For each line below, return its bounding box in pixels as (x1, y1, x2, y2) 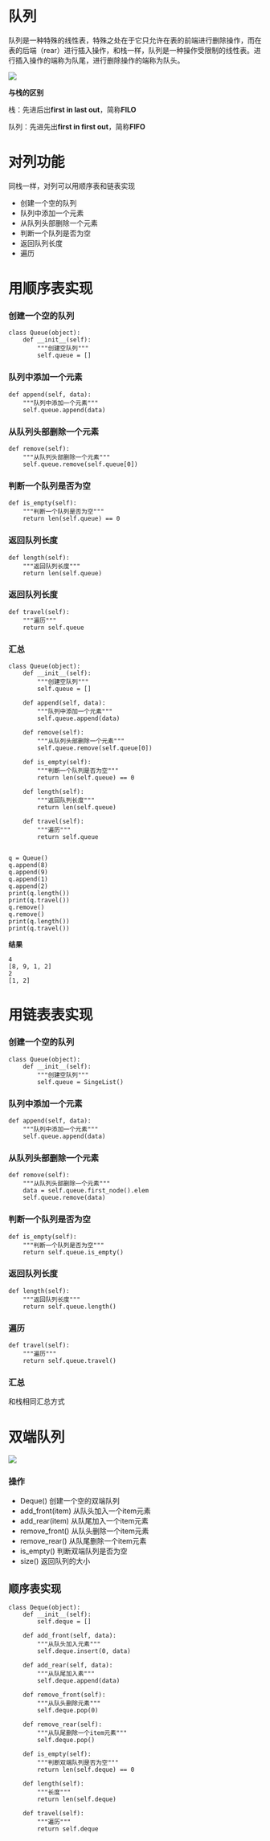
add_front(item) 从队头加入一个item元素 (19, 1506, 151, 1516)
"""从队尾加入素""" (37, 1670, 95, 1678)
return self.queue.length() (22, 1303, 117, 1311)
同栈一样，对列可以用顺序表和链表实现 (8, 181, 135, 190)
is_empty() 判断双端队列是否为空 (19, 1546, 128, 1556)
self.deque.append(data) (37, 1677, 121, 1685)
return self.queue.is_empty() (22, 1248, 125, 1256)
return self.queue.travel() (22, 1357, 117, 1365)
